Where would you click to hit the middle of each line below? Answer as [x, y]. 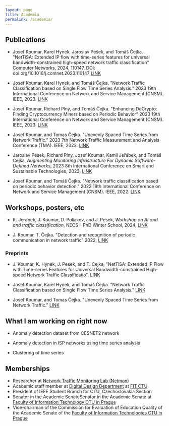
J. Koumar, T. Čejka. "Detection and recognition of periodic [74, 235]
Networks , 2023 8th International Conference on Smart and [92, 166]
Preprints [17, 253]
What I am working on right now [56, 321]
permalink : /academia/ [29, 19]
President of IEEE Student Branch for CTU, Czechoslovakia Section [82, 391]
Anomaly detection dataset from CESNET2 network [66, 333]
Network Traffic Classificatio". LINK [64, 275]
